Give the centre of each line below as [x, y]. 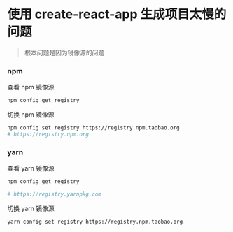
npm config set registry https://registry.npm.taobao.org [93, 128]
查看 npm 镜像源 [31, 87]
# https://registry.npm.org [48, 134]
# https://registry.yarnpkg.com [54, 194]
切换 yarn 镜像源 [31, 208]
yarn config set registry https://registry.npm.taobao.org [95, 222]
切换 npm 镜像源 [31, 115]
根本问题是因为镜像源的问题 [64, 52]
